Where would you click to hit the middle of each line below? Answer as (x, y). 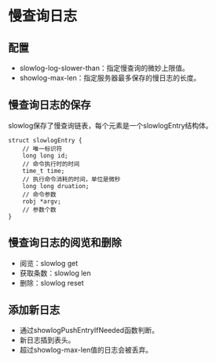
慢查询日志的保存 (49, 105)
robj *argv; (42, 201)
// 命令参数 (39, 194)
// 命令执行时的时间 (51, 164)
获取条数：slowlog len (55, 273)
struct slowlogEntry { (45, 140)
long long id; (45, 155)
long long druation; (56, 186)
